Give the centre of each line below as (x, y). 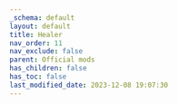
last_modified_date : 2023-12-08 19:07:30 (89, 85)
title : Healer (36, 34)
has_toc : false (38, 77)
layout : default (40, 26)
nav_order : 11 (36, 43)
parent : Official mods (52, 60)
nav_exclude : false (46, 52)
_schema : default (42, 18)
